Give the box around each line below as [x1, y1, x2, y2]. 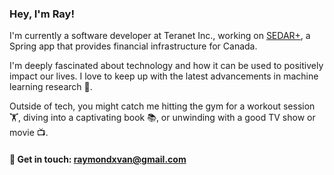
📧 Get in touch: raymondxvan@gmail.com [9, 153, 187, 165]
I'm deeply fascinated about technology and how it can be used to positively [9, 60, 324, 72]
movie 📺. [9, 127, 49, 139]
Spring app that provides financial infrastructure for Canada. [9, 40, 258, 52]
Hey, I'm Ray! [9, 7, 75, 21]
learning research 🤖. [9, 81, 93, 93]
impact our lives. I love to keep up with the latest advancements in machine [9, 70, 319, 82]
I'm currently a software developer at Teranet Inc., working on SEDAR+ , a [9, 30, 311, 42]
